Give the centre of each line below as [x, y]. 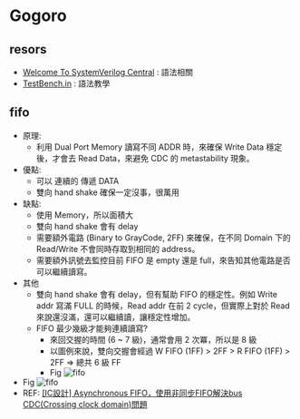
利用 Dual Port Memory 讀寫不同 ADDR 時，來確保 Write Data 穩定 [159, 147]
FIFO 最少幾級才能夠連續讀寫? [92, 328]
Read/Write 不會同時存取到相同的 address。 [118, 248]
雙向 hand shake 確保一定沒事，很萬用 [107, 192]
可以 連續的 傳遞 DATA [77, 180]
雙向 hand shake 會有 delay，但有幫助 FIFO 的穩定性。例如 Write [157, 294]
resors [28, 49]
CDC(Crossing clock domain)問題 [85, 404]
